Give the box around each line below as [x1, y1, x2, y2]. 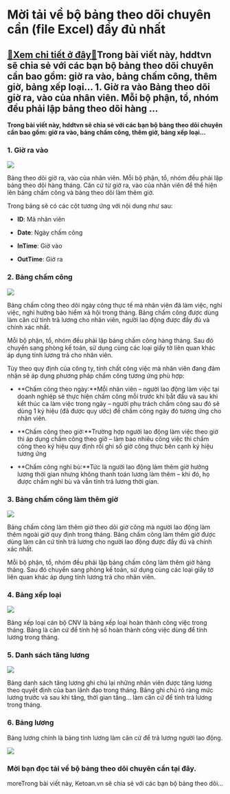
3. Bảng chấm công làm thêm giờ [7, 494, 119, 504]
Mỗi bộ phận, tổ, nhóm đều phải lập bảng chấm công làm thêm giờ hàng [7, 558, 211, 566]
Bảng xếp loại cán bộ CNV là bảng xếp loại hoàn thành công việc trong [7, 619, 207, 627]
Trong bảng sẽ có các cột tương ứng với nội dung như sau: [7, 202, 173, 210]
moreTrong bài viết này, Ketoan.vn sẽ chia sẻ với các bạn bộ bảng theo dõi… [7, 780, 223, 788]
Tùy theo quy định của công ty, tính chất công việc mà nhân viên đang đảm [7, 364, 221, 372]
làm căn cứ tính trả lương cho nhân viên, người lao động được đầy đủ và [7, 315, 210, 323]
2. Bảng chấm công [7, 272, 73, 282]
